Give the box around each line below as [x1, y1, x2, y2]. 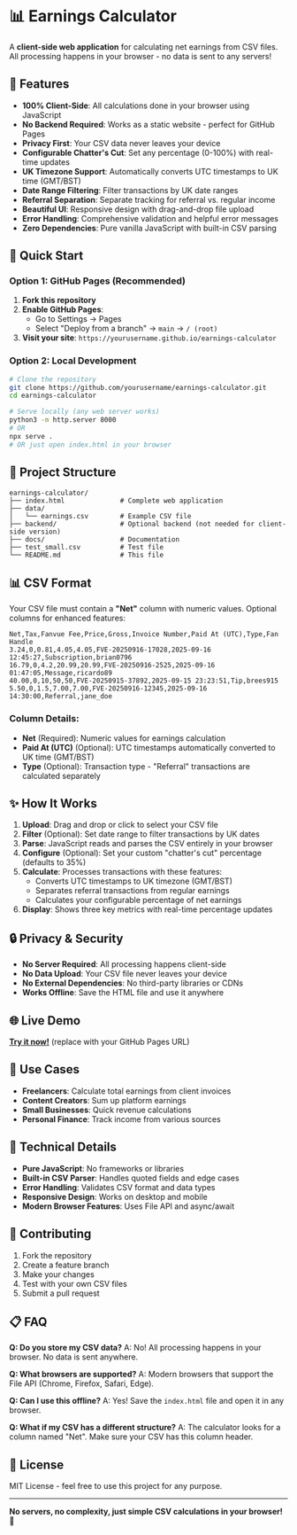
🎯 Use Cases [9, 1062, 80, 1077]
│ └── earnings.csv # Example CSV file [9, 511, 192, 520]
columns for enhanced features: [9, 612, 126, 624]
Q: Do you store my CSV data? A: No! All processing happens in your [9, 1343, 262, 1353]
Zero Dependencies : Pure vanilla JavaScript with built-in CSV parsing [21, 222, 277, 233]
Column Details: [9, 713, 80, 725]
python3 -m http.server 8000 [9, 416, 117, 425]
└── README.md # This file [9, 550, 164, 559]
